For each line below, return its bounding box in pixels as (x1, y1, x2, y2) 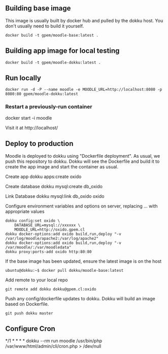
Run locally (5, 74, 42, 83)
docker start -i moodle (5, 115, 52, 121)
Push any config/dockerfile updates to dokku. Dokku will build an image (5, 295, 156, 301)
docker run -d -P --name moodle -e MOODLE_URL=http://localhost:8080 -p (5, 87, 162, 92)
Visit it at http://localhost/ (5, 124, 58, 131)
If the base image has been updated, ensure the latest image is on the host (5, 258, 162, 264)
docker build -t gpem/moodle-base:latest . (5, 32, 99, 38)
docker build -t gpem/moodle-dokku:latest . (5, 60, 101, 65)
